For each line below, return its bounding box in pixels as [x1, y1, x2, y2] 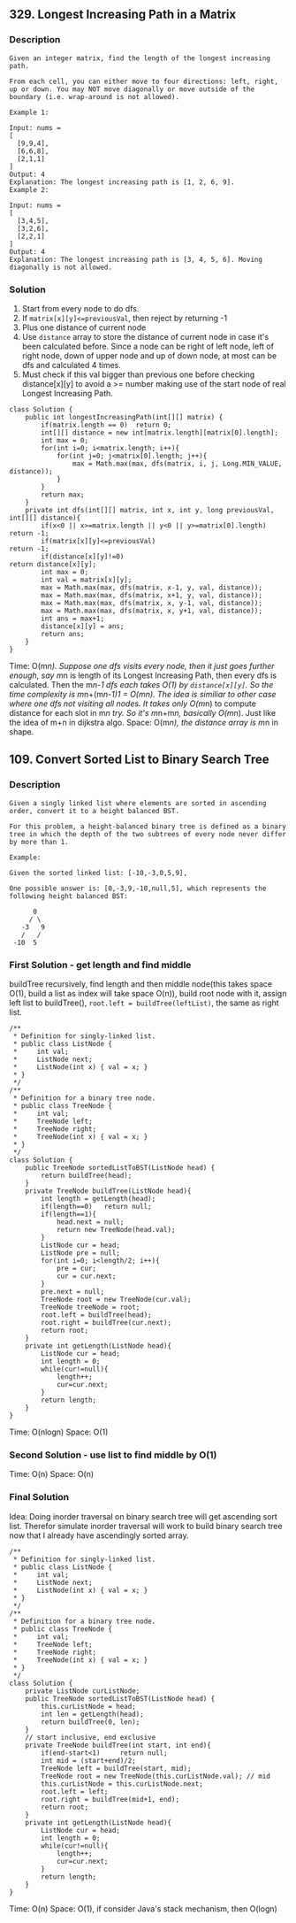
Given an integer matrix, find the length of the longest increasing [9, 53, 271, 63]
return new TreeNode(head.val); [56, 1225, 176, 1234]
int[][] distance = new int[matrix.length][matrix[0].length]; [41, 428, 278, 437]
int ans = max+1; [41, 614, 104, 623]
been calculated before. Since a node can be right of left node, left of [21, 341, 274, 351]
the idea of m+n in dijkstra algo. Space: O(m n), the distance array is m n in [9, 717, 278, 727]
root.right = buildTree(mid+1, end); [41, 1795, 179, 1804]
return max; [41, 490, 86, 499]
